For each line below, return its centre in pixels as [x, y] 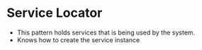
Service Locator [55, 13]
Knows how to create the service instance [78, 39]
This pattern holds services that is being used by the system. [106, 32]
